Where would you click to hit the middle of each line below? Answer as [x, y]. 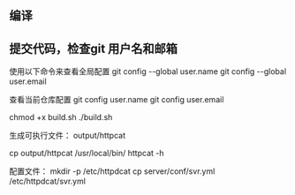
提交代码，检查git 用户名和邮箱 [94, 48]
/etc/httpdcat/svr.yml [48, 181]
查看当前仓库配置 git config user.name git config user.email [117, 100]
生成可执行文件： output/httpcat [68, 136]
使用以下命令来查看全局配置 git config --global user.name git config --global [148, 71]
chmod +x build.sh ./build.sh [61, 117]
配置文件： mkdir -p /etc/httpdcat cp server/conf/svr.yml [112, 171]
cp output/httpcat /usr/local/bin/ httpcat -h [87, 154]
